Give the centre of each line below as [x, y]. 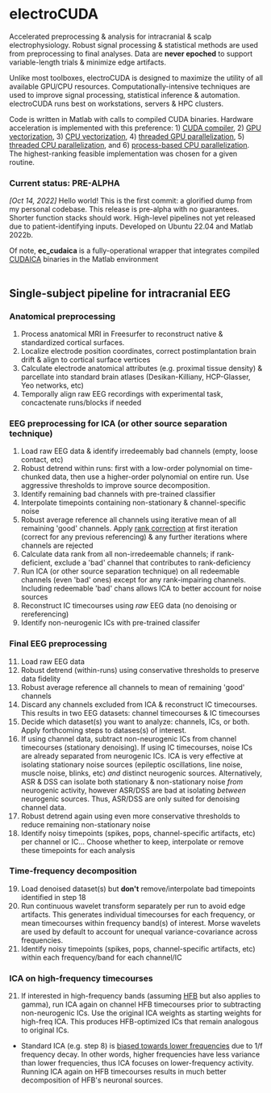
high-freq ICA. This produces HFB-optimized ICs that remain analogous [140, 1022]
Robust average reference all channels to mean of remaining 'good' [133, 687]
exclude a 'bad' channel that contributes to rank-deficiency [152, 563]
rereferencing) [45, 614]
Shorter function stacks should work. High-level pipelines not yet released [133, 218]
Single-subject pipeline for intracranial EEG [120, 293]
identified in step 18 [53, 897]
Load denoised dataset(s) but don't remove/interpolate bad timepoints [138, 889]
